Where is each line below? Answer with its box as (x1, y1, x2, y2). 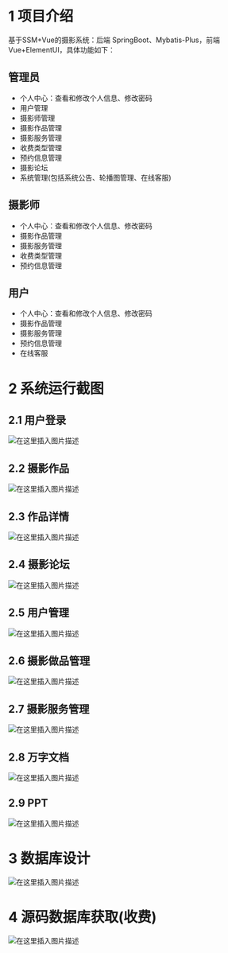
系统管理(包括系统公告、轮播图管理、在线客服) (19, 173, 172, 182)
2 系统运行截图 (8, 379, 105, 398)
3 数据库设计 (8, 850, 91, 868)
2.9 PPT (8, 796, 48, 810)
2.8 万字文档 (8, 750, 70, 764)
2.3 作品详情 (8, 510, 70, 523)
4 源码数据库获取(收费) (8, 908, 157, 926)
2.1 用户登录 (8, 413, 67, 426)
